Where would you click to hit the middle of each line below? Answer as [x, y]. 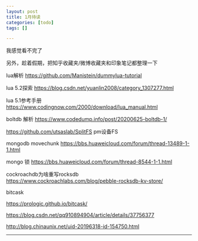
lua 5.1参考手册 [24, 101]
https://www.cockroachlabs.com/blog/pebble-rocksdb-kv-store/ [85, 181]
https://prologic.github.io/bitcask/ [47, 204]
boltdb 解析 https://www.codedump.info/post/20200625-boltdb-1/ [87, 119]
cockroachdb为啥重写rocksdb [42, 175]
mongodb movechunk [33, 143]
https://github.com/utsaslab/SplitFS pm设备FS [62, 132]
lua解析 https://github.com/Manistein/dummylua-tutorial [74, 76]
